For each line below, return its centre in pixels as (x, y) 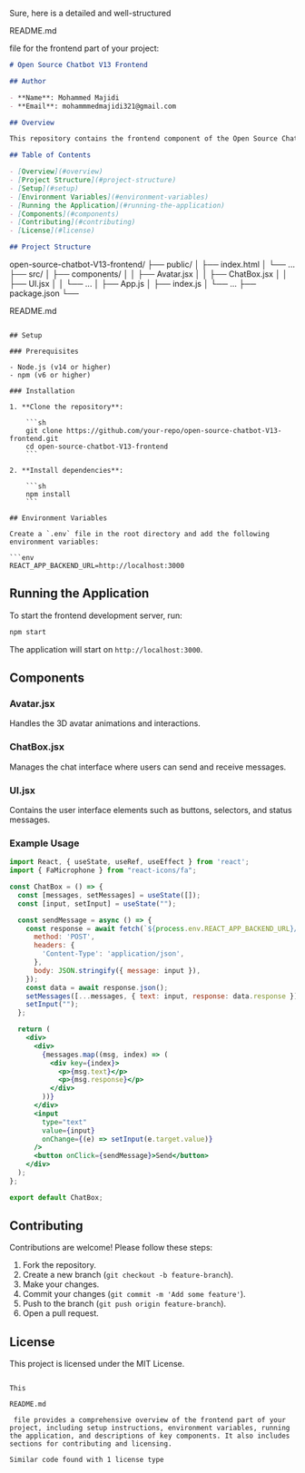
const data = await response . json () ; (97, 987)
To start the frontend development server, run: (96, 615)
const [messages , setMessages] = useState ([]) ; (109, 895)
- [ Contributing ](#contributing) (73, 222)
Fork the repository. (59, 1265)
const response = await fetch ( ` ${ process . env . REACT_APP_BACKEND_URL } (160, 928)
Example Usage (44, 843)
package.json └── (44, 293)
